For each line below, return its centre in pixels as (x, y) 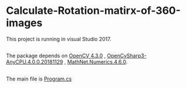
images (24, 23)
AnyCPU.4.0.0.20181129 (34, 62)
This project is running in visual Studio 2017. (59, 39)
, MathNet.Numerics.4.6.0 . (96, 62)
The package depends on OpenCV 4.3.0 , (56, 56)
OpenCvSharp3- (127, 56)
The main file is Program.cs (39, 79)
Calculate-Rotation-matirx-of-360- (93, 11)
